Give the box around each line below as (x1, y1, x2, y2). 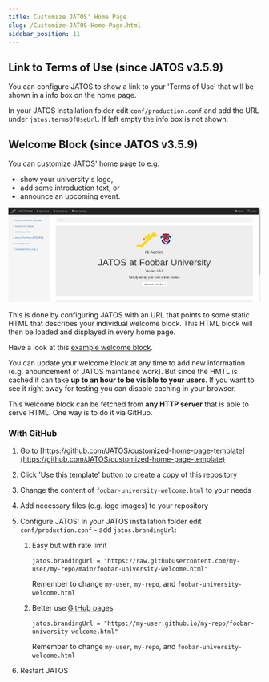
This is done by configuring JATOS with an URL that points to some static (8, 309, 250, 320)
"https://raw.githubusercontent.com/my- (103, 557, 240, 565)
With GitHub (8, 427, 58, 438)
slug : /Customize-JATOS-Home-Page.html (8, 21, 142, 30)
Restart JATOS (19, 665, 69, 675)
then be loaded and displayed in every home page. (8, 327, 176, 337)
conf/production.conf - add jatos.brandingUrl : (19, 525, 177, 535)
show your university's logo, (19, 175, 114, 184)
